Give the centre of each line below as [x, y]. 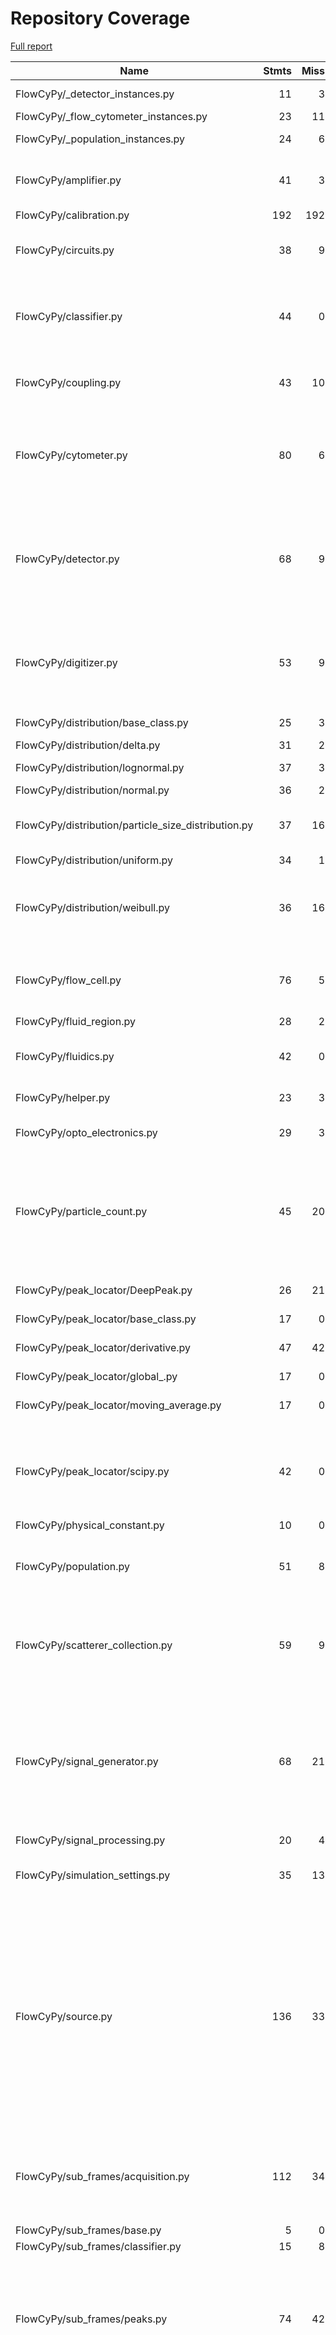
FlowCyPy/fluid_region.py [75, 1021]
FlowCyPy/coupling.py [68, 382]
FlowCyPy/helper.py [63, 1097]
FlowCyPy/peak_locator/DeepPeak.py [104, 1290]
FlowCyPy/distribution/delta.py [88, 745]
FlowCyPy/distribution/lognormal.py [100, 767]
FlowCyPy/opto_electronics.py [86, 1132]
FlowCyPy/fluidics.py [65, 1056]
